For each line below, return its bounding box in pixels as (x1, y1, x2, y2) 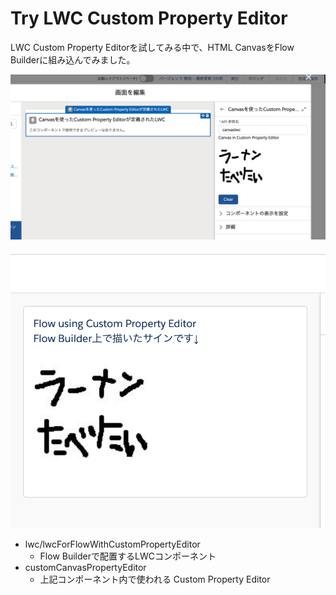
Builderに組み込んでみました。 (10, 53, 136, 66)
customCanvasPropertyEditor (24, 561, 147, 573)
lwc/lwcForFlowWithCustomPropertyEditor (24, 538, 201, 550)
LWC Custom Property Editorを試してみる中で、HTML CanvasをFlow (10, 41, 295, 53)
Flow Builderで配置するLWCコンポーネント (39, 550, 217, 562)
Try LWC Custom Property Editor (10, 7, 288, 30)
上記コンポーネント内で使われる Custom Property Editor (39, 573, 271, 585)
